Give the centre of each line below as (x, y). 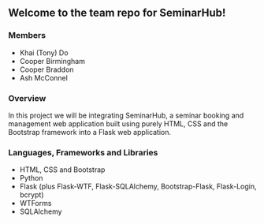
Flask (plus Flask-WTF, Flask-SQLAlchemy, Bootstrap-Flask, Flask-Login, (138, 187)
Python (31, 178)
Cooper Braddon (46, 69)
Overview (27, 98)
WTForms (35, 203)
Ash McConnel (44, 77)
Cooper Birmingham (52, 61)
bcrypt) (32, 195)
